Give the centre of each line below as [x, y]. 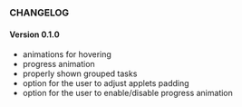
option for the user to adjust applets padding [106, 83]
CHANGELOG [39, 13]
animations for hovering [67, 54]
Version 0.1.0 [35, 34]
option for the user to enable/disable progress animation [128, 93]
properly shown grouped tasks [80, 73]
